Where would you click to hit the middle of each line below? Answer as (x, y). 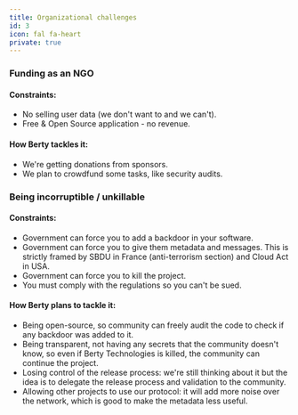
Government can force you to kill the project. (104, 275)
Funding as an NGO (52, 74)
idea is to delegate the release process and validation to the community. (154, 382)
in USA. (36, 266)
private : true (36, 42)
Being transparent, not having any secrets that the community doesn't (150, 344)
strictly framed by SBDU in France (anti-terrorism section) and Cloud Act (155, 256)
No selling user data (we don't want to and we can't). (119, 114)
